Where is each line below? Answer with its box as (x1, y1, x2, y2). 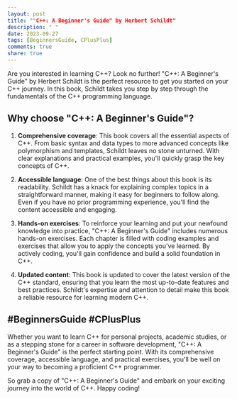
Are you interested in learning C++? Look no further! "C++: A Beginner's (7, 69, 219, 78)
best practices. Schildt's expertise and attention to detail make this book (17, 285, 229, 294)
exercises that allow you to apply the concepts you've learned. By (17, 242, 211, 250)
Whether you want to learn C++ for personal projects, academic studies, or (7, 332, 227, 341)
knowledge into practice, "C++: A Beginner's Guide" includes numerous (17, 226, 228, 235)
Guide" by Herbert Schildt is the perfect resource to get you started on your (7, 77, 228, 85)
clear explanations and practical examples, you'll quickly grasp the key (17, 154, 225, 162)
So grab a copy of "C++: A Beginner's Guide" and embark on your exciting (7, 376, 226, 385)
